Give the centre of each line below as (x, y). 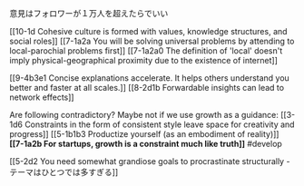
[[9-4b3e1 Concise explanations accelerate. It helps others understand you (150, 78)
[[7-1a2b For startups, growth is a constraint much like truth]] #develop (146, 144)
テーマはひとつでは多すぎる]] (64, 172)
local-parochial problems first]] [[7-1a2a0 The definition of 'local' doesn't (146, 51)
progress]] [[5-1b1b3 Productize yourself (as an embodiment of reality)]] (144, 134)
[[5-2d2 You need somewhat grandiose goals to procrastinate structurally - (150, 161)
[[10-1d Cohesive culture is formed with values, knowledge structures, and (148, 31)
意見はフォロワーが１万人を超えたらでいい (89, 13)
